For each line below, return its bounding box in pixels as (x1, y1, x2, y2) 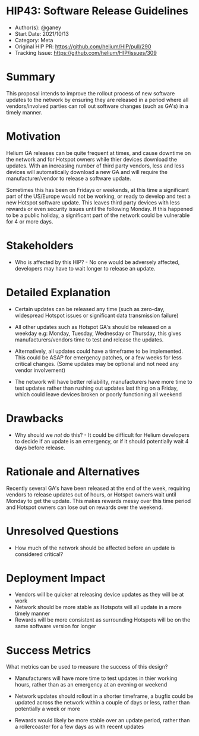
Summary (6, 70, 55, 84)
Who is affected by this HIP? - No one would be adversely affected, (14, 258, 180, 266)
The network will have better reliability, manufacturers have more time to (14, 378, 192, 385)
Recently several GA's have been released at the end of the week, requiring (6, 485, 191, 492)
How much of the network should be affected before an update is (14, 544, 175, 551)
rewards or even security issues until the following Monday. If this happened (6, 205, 193, 212)
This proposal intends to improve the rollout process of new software (6, 89, 175, 97)
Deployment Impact (6, 571, 106, 585)
